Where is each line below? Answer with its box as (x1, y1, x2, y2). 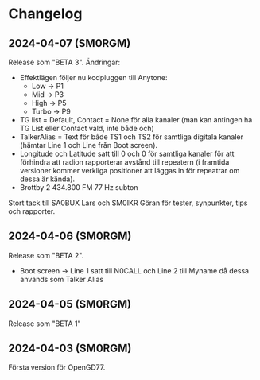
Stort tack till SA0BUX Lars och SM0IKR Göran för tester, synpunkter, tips (8, 198, 248, 207)
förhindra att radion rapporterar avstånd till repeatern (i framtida (19, 157, 230, 167)
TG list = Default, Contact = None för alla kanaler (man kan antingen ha (19, 115, 253, 124)
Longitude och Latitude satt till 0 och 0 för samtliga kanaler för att (19, 149, 235, 158)
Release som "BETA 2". (8, 250, 84, 260)
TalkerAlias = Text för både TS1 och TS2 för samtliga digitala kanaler (19, 132, 244, 142)
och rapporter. (8, 207, 56, 215)
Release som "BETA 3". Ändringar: (8, 57, 121, 67)
